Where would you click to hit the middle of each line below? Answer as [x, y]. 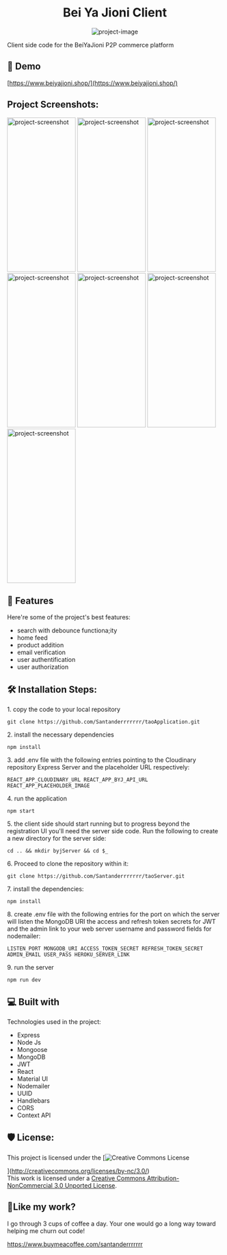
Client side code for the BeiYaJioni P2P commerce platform [91, 45]
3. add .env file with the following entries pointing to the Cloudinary [102, 760]
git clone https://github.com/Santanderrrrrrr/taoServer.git [96, 876]
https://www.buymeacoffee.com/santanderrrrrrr [75, 1244]
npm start [21, 811]
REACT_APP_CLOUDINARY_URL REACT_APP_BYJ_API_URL [78, 780]
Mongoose [32, 1050]
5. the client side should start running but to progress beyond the [98, 824]
